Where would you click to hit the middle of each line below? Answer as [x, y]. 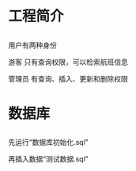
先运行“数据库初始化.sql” [48, 142]
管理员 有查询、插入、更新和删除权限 [68, 78]
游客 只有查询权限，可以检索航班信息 [68, 62]
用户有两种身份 [32, 45]
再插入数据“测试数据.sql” [48, 159]
